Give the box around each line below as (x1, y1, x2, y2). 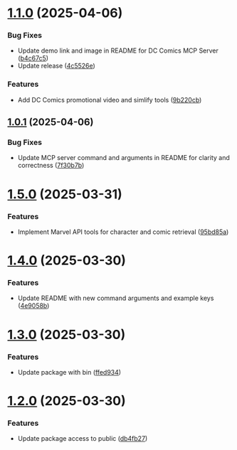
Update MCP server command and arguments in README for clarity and (17, 154, 230, 162)
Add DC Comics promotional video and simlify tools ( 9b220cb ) (17, 95, 202, 104)
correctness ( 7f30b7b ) (17, 161, 85, 170)
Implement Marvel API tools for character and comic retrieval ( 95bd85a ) (17, 227, 229, 236)
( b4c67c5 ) (17, 54, 48, 63)
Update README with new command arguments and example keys (17, 294, 214, 303)
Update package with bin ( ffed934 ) (17, 368, 122, 376)
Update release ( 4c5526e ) (17, 62, 96, 70)
